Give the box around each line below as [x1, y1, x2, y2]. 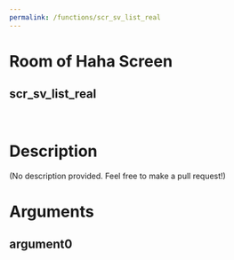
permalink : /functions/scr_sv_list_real [9, 12, 162, 22]
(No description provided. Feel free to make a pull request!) [9, 170, 227, 181]
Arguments [9, 201, 95, 222]
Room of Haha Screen [9, 51, 173, 71]
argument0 [9, 237, 73, 252]
